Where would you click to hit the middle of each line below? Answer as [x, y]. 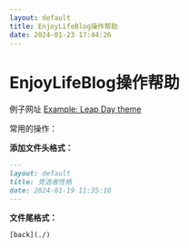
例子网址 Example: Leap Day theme [75, 109]
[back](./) [30, 234]
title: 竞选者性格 [41, 183]
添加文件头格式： [41, 148]
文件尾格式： [33, 217]
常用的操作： [33, 129]
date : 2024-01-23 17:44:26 [60, 35]
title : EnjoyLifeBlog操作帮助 [64, 26]
